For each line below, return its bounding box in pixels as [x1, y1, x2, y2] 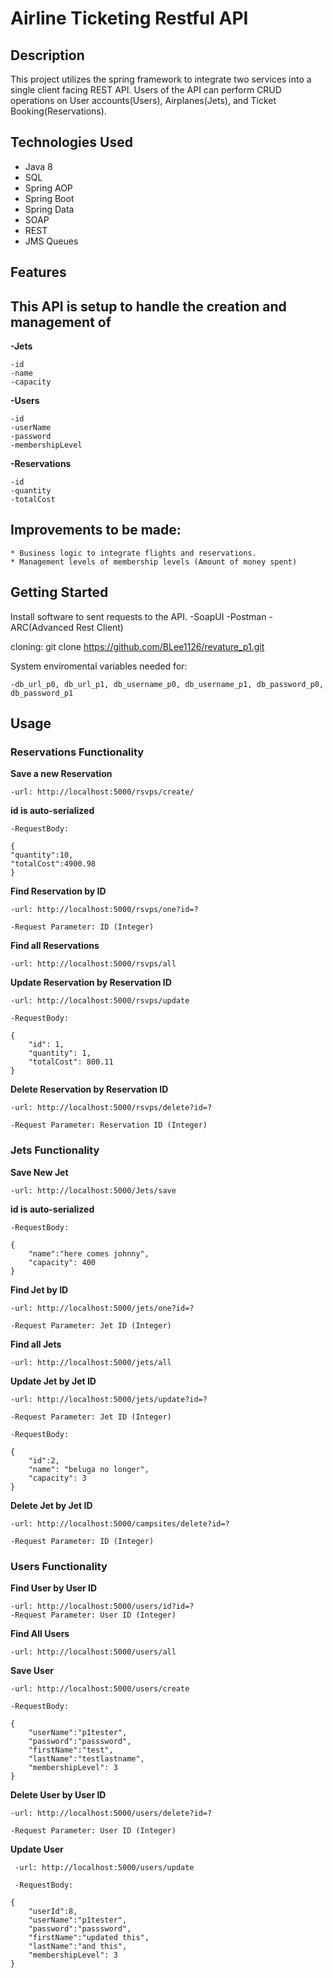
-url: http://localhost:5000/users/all [10, 1647, 177, 1657]
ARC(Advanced [10, 621, 74, 633]
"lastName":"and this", [28, 1941, 128, 1951]
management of [10, 313, 112, 331]
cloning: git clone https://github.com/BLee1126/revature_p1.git [10, 640, 265, 652]
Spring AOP [24, 182, 73, 194]
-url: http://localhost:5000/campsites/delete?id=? [10, 1518, 230, 1529]
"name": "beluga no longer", [28, 1464, 150, 1474]
